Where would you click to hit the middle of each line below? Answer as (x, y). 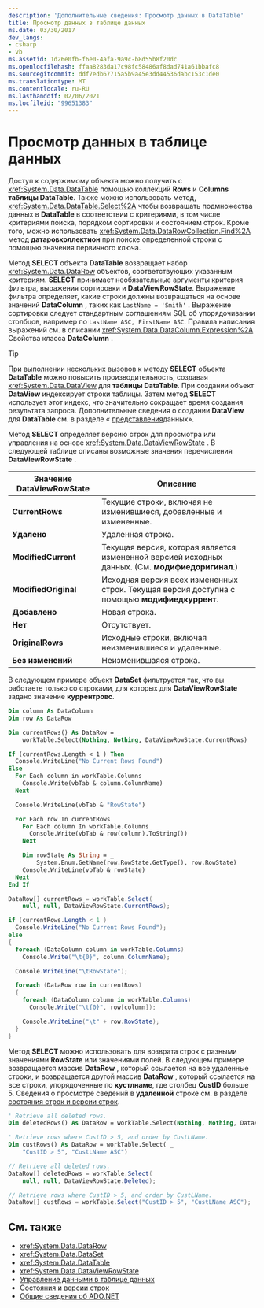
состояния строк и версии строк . (64, 1101)
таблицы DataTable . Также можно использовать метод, (102, 198)
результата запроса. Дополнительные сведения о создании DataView (126, 411)
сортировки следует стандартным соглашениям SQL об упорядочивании (132, 313)
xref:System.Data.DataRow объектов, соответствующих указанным (120, 272)
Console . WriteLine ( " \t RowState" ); (71, 971)
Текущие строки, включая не (158, 502)
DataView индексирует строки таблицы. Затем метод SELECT (112, 394)
